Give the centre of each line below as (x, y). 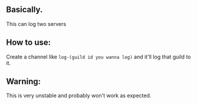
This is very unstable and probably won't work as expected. (79, 96)
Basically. (24, 10)
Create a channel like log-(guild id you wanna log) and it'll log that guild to (98, 57)
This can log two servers (36, 24)
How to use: (29, 43)
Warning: (24, 82)
